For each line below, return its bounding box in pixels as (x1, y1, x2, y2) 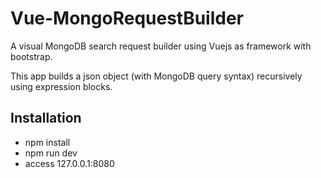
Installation (10, 110, 82, 127)
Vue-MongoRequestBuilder (10, 7, 245, 30)
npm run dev (24, 147, 78, 159)
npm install (24, 136, 71, 148)
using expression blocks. (10, 80, 113, 92)
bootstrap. (10, 50, 53, 62)
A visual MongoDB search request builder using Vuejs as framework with (10, 40, 312, 52)
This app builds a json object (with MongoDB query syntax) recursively (10, 70, 303, 82)
